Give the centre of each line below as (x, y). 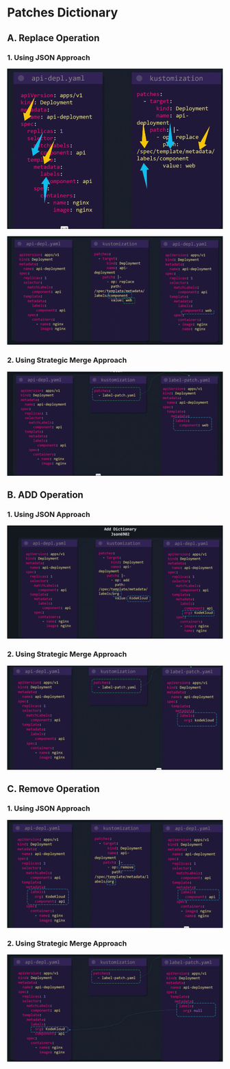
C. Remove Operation (53, 789)
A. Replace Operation (53, 38)
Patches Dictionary (63, 13)
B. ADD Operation (45, 495)
